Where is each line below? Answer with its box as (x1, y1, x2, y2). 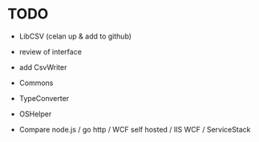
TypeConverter (18, 93, 70, 103)
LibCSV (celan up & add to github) (18, 31, 132, 41)
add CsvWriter (18, 62, 67, 72)
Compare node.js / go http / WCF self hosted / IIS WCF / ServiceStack (18, 124, 251, 134)
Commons (18, 78, 54, 87)
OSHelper (18, 109, 52, 119)
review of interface (18, 47, 82, 56)
